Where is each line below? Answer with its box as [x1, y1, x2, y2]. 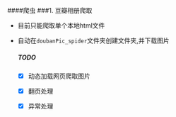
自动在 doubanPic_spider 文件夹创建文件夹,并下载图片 [17, 36, 170, 45]
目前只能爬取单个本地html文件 [17, 21, 105, 30]
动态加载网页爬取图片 [28, 72, 90, 80]
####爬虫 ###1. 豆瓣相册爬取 [7, 6, 93, 14]
